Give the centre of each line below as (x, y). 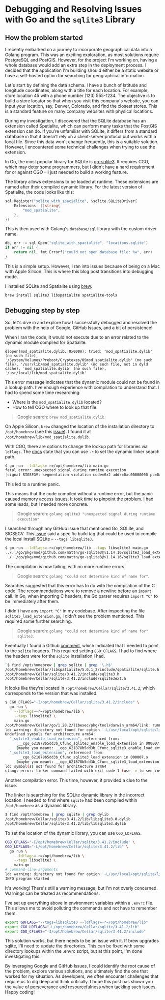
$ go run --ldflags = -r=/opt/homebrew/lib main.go (57, 466)
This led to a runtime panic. (33, 484)
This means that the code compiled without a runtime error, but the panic (79, 494)
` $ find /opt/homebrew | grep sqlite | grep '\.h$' (59, 665)
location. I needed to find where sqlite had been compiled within (71, 800)
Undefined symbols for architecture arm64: (50, 734)
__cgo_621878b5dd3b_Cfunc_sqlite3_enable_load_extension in (81, 744)
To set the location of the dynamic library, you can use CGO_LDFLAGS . (73, 833)
